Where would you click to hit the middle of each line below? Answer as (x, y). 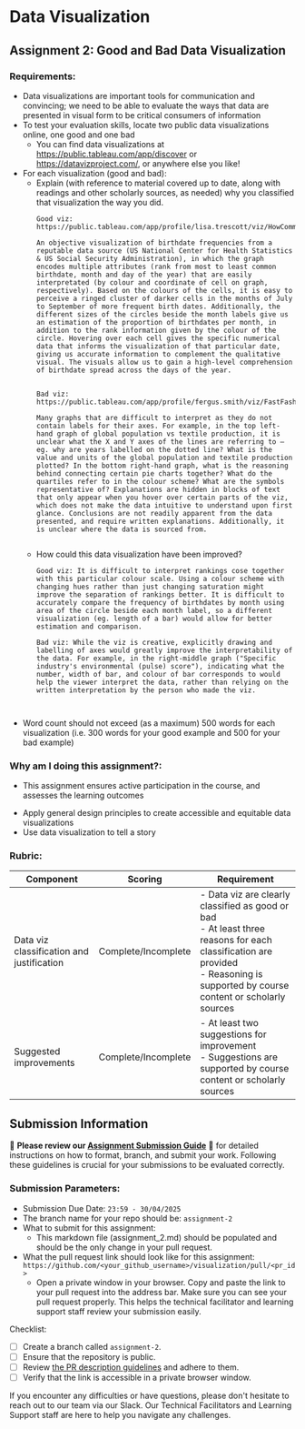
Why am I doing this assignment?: (86, 766)
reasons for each (236, 941)
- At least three (232, 929)
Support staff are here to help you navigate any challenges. (120, 1414)
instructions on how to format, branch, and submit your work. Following (143, 1155)
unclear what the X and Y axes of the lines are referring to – (160, 442)
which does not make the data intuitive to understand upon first (164, 505)
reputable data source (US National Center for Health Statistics (164, 251)
